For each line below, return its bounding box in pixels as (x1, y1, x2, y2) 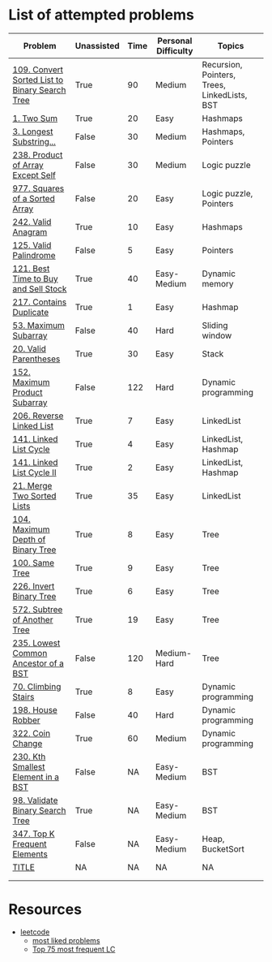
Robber (12, 714, 40, 726)
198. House (12, 704, 58, 715)
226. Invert (12, 580, 55, 592)
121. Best (12, 262, 50, 274)
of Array (12, 159, 44, 170)
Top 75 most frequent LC (32, 944, 116, 954)
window (202, 330, 232, 341)
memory (202, 278, 234, 289)
